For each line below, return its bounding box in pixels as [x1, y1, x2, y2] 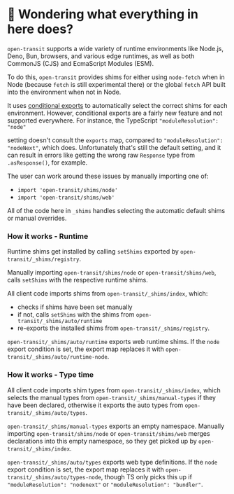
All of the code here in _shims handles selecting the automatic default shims [7, 206, 226, 214]
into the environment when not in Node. [7, 88, 122, 96]
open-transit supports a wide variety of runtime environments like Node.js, [7, 44, 224, 53]
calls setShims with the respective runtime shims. [7, 276, 148, 284]
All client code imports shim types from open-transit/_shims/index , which [7, 385, 221, 394]
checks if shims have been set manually [17, 303, 133, 311]
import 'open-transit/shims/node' [17, 186, 118, 193]
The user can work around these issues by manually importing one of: [7, 172, 209, 180]
